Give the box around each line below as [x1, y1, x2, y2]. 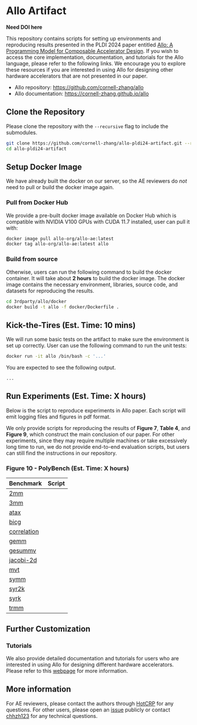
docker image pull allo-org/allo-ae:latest [6, 236, 114, 241]
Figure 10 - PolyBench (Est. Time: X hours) [6, 464, 130, 472]
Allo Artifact [6, 4, 67, 18]
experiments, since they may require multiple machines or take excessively [6, 437, 188, 444]
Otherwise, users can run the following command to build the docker [6, 268, 172, 276]
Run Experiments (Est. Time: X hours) [6, 391, 147, 401]
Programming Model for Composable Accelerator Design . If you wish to [6, 47, 179, 54]
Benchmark [9, 479, 42, 488]
